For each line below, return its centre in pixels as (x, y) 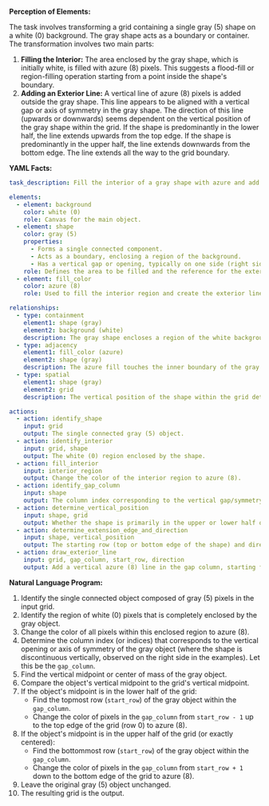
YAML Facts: (31, 168)
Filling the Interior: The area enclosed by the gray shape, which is (129, 59)
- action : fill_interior (57, 463)
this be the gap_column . (58, 666)
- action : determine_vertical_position (83, 508)
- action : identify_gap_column (68, 486)
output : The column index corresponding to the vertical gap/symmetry (143, 500)
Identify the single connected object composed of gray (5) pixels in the (137, 598)
